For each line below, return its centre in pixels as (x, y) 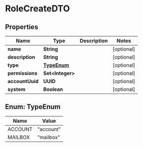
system (17, 89)
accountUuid (23, 81)
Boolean (53, 89)
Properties (22, 27)
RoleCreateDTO (37, 9)
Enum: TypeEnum (33, 107)
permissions (23, 73)
